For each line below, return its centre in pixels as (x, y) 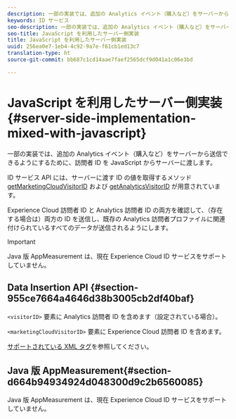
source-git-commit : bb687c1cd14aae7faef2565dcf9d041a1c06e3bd (100, 60)
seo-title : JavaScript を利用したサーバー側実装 (73, 33)
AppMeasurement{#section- (107, 370)
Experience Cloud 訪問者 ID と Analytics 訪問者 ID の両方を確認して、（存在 (115, 210)
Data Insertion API (48, 288)
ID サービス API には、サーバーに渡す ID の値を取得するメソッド (99, 177)
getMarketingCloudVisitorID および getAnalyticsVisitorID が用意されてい (111, 186)
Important (21, 242)
